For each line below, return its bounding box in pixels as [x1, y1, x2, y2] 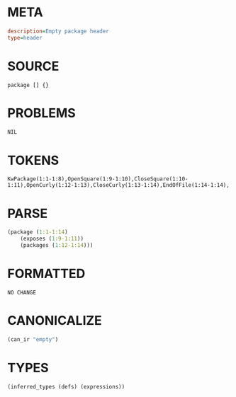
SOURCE [7, 58, 60, 74]
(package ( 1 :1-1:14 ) [7, 229, 69, 236]
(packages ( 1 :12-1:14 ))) [20, 242, 94, 249]
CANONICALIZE [7, 313, 103, 329]
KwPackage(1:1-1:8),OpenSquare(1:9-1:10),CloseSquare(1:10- [7, 176, 189, 183]
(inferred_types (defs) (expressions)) [7, 383, 125, 390]
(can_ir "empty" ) [7, 335, 59, 343]
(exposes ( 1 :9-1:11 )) [20, 235, 84, 243]
